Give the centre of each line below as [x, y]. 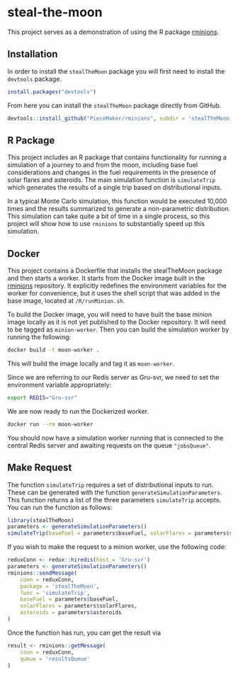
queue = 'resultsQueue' [55, 659]
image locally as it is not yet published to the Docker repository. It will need [117, 322]
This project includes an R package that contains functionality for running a [117, 157]
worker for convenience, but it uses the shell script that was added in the [114, 293]
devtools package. [35, 79]
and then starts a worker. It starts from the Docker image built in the [106, 278]
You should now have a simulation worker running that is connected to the [115, 438]
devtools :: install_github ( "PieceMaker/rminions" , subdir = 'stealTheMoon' [120, 118]
